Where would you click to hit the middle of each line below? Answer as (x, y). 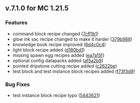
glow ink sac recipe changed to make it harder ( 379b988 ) (73, 39)
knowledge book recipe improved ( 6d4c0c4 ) (59, 44)
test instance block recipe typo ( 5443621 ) (56, 95)
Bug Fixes (18, 84)
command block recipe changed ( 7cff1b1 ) (55, 34)
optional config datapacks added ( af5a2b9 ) (58, 61)
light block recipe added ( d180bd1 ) (49, 49)
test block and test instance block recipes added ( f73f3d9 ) (74, 71)
